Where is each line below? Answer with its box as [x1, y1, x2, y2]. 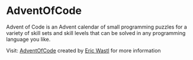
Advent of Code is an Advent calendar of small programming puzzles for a [6, 23, 188, 30]
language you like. [6, 36, 51, 43]
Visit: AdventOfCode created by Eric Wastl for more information [6, 47, 161, 54]
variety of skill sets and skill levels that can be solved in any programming [6, 29, 186, 36]
